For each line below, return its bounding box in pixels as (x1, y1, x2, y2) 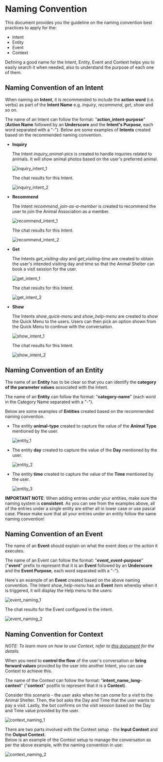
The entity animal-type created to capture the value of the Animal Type (12, 423, 157, 429)
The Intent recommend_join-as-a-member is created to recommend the (12, 203, 156, 209)
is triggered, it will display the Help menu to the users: (5, 587, 113, 593)
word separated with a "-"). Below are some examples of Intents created (5, 127, 151, 133)
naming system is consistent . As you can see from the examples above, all (5, 500, 155, 506)
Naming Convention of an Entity (5, 366, 104, 374)
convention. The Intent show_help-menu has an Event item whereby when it (5, 583, 158, 588)
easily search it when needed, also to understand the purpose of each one (5, 64, 154, 70)
